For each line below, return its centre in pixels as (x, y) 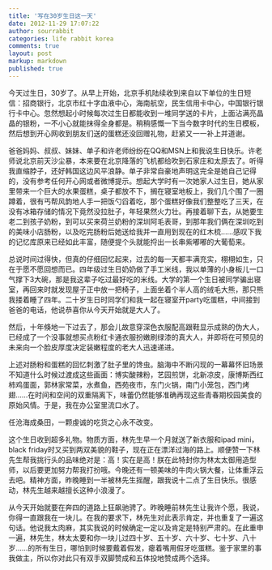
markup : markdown (38, 62)
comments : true (34, 46)
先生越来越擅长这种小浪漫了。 (79, 490)
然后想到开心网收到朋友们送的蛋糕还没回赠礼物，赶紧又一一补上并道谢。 (129, 133)
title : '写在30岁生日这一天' (53, 16)
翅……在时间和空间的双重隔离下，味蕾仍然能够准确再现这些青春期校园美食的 (135, 395)
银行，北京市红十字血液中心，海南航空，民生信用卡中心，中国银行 (146, 103)
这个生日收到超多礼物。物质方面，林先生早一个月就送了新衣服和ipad (122, 439)
